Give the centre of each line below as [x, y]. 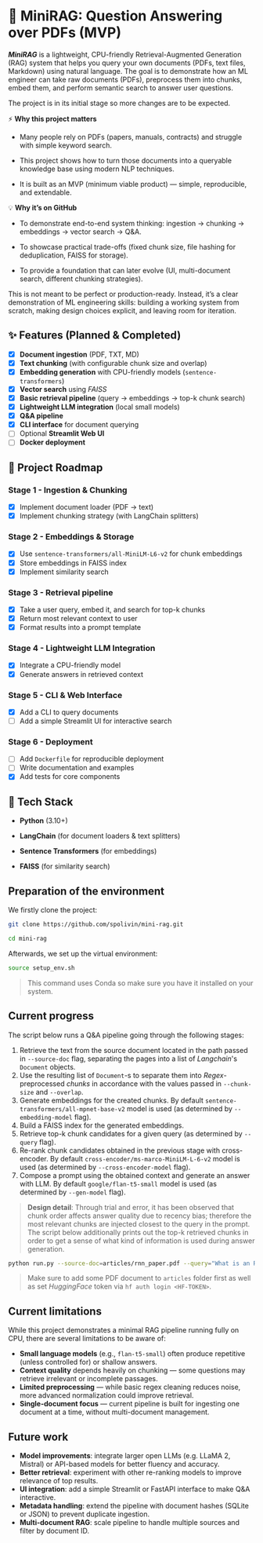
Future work [38, 1437]
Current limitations [55, 1311]
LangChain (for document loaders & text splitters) [100, 836]
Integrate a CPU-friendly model [70, 665]
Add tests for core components [70, 777]
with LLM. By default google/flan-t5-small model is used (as [118, 1183]
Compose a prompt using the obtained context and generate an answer [135, 1175]
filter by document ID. [54, 1531]
